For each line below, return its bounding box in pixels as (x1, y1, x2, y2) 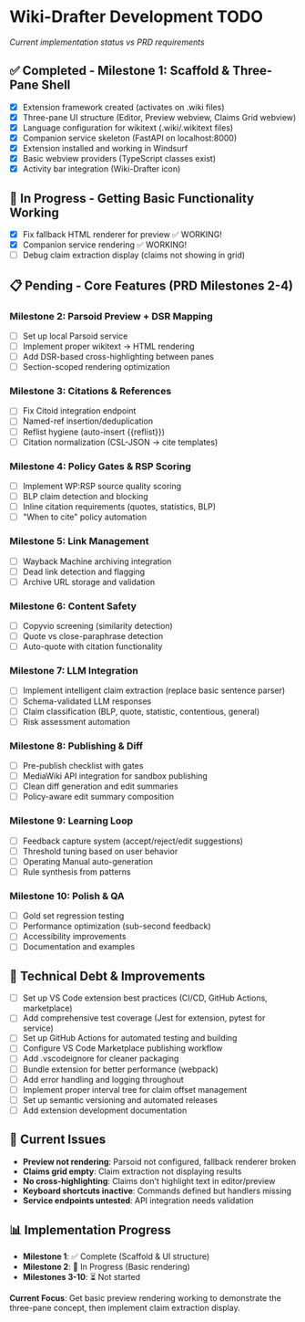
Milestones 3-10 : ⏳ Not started (22, 1272, 141, 1283)
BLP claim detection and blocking (22, 491, 148, 502)
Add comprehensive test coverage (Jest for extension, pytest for (22, 1012, 266, 1023)
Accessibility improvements (22, 931, 127, 942)
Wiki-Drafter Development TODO (9, 6, 264, 27)
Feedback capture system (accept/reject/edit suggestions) (22, 835, 244, 846)
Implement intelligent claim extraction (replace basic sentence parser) (22, 685, 286, 696)
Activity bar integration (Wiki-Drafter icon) (22, 163, 181, 174)
